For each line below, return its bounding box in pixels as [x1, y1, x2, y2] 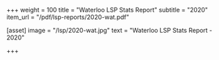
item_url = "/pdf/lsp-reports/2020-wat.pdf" [6, 13, 129, 21]
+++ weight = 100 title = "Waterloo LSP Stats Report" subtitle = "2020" [6, 6, 209, 14]
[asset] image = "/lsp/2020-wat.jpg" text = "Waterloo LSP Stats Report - [6, 27, 213, 34]
